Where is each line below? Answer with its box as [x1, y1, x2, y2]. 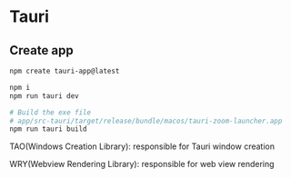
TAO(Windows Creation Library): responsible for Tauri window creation [9, 141, 276, 152]
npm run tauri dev [9, 91, 79, 101]
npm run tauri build [9, 124, 88, 133]
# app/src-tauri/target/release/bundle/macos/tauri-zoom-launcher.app [9, 116, 283, 125]
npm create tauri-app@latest [9, 66, 120, 75]
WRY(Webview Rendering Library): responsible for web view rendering [9, 159, 275, 170]
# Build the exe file [9, 107, 92, 117]
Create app [9, 43, 75, 58]
